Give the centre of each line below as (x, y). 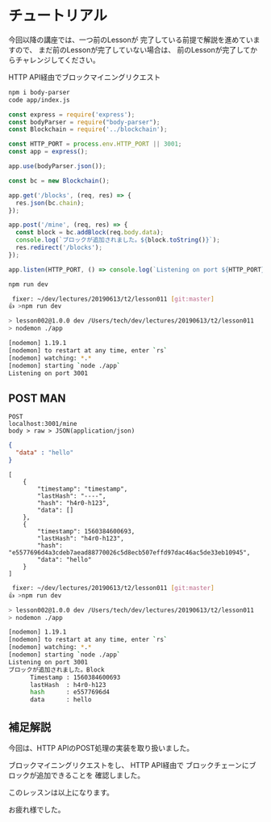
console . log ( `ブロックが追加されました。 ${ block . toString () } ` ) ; (118, 240)
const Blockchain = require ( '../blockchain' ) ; (88, 129)
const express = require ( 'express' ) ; (72, 114)
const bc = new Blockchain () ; (59, 181)
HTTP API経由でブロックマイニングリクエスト (85, 77)
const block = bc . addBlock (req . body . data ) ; (90, 233)
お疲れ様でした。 (37, 809)
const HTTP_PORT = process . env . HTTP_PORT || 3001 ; (95, 144)
